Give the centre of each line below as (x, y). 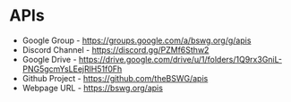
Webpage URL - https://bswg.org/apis (93, 88)
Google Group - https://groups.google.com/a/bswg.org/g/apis (137, 40)
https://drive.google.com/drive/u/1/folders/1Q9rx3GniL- (180, 59)
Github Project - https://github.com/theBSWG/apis (115, 78)
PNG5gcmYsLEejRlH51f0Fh (72, 69)
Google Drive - (50, 59)
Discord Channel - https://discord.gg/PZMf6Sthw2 (116, 49)
